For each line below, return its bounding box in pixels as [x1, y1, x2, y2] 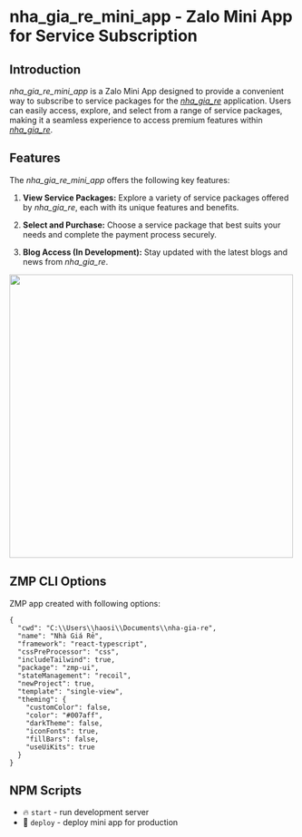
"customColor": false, [25, 703, 112, 712]
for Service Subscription [9, 25, 198, 46]
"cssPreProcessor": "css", [17, 647, 120, 657]
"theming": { [17, 695, 67, 704]
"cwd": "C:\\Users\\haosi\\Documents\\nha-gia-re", [17, 623, 218, 632]
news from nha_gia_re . [22, 256, 109, 267]
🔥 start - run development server [22, 807, 150, 818]
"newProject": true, [17, 678, 95, 688]
